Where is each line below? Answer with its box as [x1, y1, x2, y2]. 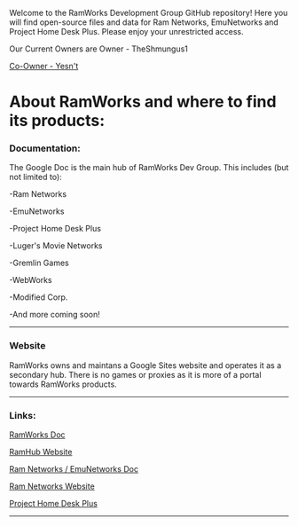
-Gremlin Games [9, 257, 69, 269]
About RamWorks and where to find [9, 92, 277, 112]
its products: [9, 111, 106, 131]
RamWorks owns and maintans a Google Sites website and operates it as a [9, 359, 282, 371]
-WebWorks [9, 275, 52, 286]
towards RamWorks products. [9, 379, 117, 389]
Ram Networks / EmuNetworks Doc [9, 464, 139, 475]
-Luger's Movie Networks [9, 240, 103, 251]
